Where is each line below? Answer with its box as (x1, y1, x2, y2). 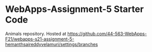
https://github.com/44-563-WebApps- (67, 30, 147, 36)
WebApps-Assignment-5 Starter (5, 3, 144, 15)
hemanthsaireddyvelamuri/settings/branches (5, 41, 98, 47)
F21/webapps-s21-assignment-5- (5, 36, 74, 42)
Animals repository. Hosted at (5, 30, 67, 36)
